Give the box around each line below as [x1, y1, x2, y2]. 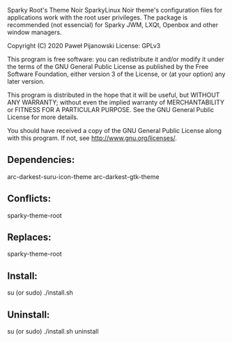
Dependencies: [7, 154, 75, 166]
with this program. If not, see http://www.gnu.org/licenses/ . [7, 134, 178, 142]
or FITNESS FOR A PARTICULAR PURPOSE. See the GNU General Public [7, 106, 215, 114]
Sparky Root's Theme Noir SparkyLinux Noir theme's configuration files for [7, 6, 223, 14]
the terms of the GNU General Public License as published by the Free [7, 63, 209, 70]
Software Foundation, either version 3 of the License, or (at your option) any [7, 70, 226, 78]
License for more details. [7, 113, 79, 121]
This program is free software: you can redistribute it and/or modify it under [7, 55, 224, 63]
